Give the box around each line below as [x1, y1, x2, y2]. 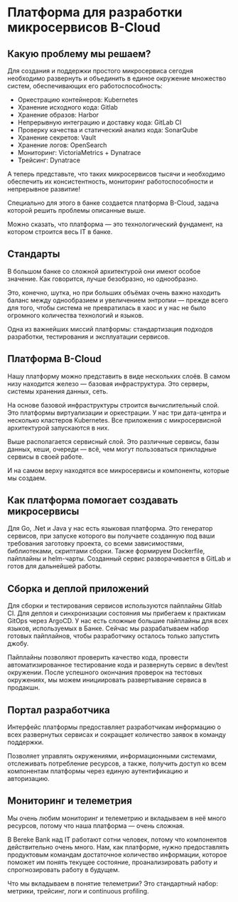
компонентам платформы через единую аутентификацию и [7, 767, 188, 775]
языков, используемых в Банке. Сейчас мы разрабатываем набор [7, 624, 210, 633]
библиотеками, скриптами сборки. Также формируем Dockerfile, [7, 547, 205, 556]
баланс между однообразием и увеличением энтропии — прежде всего [7, 296, 229, 304]
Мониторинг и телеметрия [7, 795, 133, 807]
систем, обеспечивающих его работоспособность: [7, 82, 163, 90]
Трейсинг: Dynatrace [17, 156, 80, 164]
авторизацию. [7, 775, 50, 783]
